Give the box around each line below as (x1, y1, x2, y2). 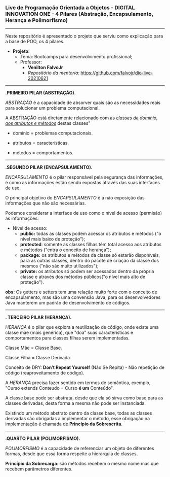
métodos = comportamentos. (12, 150, 74, 156)
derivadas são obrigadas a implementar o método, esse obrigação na (5, 416, 150, 422)
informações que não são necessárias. (5, 200, 86, 207)
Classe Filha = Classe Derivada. (5, 355, 72, 361)
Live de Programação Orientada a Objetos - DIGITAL (5, 4, 135, 11)
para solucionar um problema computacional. (5, 105, 100, 111)
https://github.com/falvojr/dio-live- (80, 70, 153, 76)
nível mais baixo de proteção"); (20, 236, 86, 242)
